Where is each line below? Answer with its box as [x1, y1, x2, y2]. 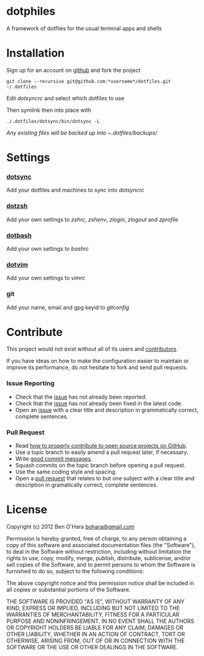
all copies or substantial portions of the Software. [6, 586, 130, 593]
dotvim [6, 260, 28, 268]
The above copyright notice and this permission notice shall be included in [6, 579, 194, 587]
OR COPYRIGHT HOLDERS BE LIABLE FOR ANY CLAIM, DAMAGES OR [6, 624, 184, 631]
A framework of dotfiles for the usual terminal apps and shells [6, 25, 162, 32]
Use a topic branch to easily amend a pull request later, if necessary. [15, 448, 189, 456]
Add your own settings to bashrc [6, 244, 89, 252]
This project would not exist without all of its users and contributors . [6, 345, 178, 353]
